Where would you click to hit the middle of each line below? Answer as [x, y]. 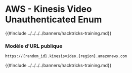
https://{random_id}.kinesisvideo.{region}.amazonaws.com [66, 56]
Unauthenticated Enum [54, 19]
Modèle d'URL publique [34, 46]
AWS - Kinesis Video [49, 9]
